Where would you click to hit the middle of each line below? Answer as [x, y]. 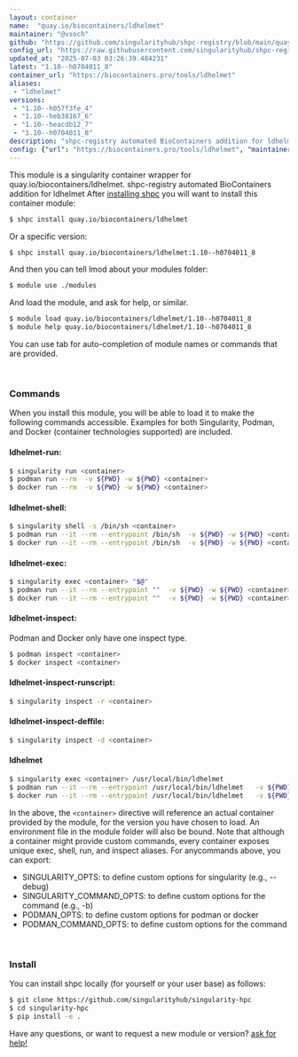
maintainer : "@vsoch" [49, 34]
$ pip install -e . [45, 1016]
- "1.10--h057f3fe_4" [53, 108]
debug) [35, 886]
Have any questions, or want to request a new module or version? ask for [143, 1033]
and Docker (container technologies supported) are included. [121, 432]
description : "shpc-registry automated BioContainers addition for [137, 141]
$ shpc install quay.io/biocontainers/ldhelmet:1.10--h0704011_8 [132, 252]
